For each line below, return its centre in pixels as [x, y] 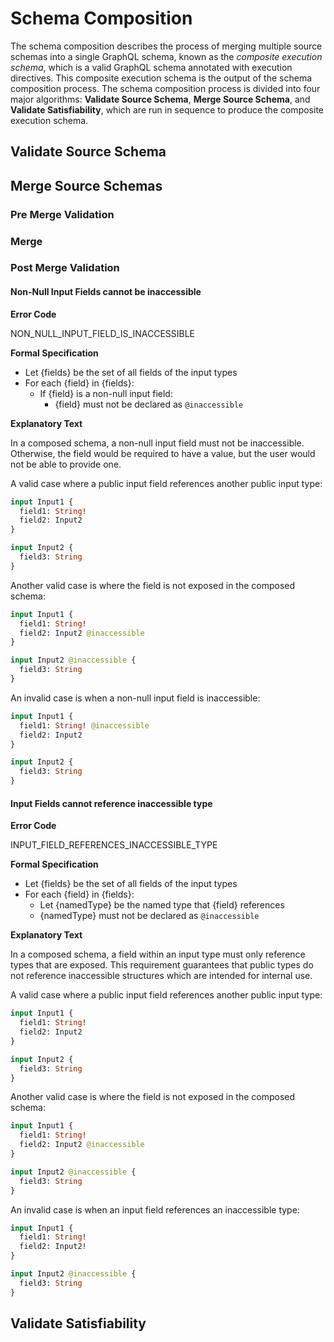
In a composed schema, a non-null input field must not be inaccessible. [157, 443]
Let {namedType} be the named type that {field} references [162, 905]
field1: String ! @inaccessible [84, 725]
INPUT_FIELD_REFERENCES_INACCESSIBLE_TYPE [114, 845]
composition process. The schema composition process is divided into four [165, 88]
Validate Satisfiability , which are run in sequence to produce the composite [167, 109]
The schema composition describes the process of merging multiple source [166, 46]
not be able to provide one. [66, 464]
